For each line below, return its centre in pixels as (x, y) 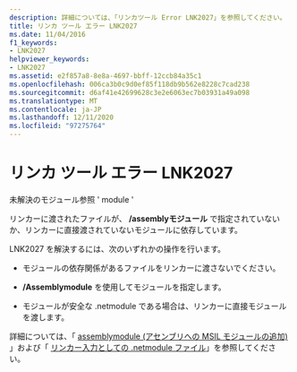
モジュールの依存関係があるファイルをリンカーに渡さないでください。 (151, 268)
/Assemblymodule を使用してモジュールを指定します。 (124, 287)
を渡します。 (46, 317)
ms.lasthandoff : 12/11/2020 (62, 117)
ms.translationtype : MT (54, 101)
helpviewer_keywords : (50, 59)
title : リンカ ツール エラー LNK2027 (73, 26)
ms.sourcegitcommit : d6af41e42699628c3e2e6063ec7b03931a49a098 (130, 92)
